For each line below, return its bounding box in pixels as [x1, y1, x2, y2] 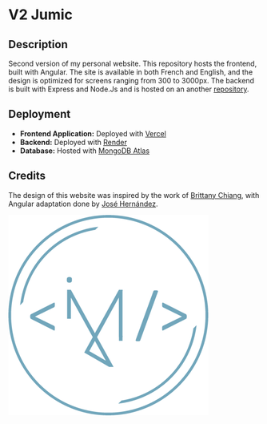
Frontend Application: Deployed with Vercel [19, 128, 166, 138]
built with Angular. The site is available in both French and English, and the [8, 67, 253, 77]
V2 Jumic [8, 6, 74, 24]
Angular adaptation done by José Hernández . [8, 199, 158, 208]
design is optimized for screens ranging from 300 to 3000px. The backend [8, 76, 254, 85]
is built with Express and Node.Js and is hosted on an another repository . [8, 84, 249, 94]
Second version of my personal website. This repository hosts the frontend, [8, 59, 257, 68]
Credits [8, 169, 46, 183]
